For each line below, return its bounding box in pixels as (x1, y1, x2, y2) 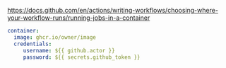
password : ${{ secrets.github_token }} (23, 53, 141, 61)
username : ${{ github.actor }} (23, 47, 115, 54)
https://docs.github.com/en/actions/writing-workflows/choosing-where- (7, 6, 219, 14)
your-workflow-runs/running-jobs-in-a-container (7, 13, 150, 22)
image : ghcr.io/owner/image (13, 33, 97, 41)
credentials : (13, 40, 52, 47)
